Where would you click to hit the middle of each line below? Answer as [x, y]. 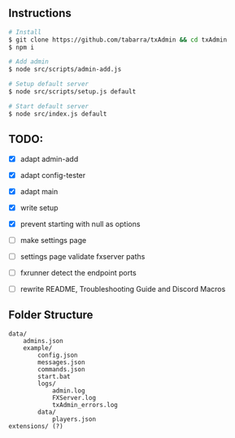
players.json [74, 419]
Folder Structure [51, 315]
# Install [25, 32]
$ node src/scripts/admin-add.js [65, 69]
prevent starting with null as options [80, 223]
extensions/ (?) [36, 426]
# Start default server [49, 106]
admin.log [68, 390]
